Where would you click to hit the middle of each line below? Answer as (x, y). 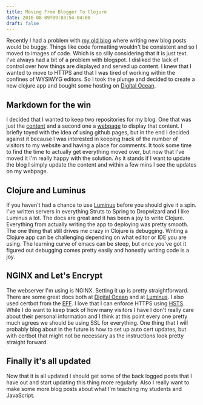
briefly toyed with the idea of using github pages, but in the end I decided (98, 133)
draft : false (23, 23)
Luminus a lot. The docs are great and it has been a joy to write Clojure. (95, 218)
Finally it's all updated (49, 362)
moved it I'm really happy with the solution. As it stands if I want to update (98, 158)
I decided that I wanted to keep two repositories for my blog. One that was (99, 120)
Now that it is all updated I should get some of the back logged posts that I (99, 376)
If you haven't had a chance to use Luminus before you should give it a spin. (101, 205)
